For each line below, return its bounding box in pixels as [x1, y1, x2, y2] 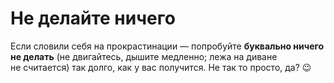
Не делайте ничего [10, 7, 176, 30]
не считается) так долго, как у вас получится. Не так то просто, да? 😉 [10, 61, 312, 73]
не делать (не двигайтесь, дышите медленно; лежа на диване [10, 50, 278, 62]
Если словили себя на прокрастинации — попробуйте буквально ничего [10, 40, 325, 52]
